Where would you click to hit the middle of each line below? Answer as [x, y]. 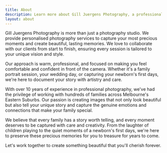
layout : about [20, 19]
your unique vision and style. [35, 54]
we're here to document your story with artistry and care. [64, 79]
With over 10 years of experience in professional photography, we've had [80, 89]
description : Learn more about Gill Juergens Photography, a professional [84, 14]
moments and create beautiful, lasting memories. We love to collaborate [79, 44]
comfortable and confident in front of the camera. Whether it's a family [78, 69]
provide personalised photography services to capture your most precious [81, 38]
